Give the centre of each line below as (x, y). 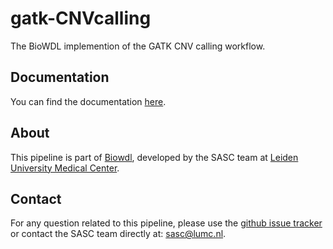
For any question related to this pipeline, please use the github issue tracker (166, 223)
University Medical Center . (65, 168)
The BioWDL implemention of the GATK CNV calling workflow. (138, 46)
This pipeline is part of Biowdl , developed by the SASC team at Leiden (154, 157)
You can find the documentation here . (88, 101)
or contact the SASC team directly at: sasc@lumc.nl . (118, 234)
